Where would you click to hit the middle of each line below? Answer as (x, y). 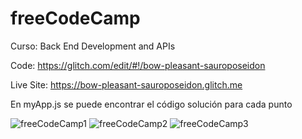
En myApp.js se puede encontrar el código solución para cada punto (151, 104)
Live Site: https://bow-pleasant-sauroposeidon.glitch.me (126, 84)
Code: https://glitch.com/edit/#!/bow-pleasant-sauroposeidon (138, 65)
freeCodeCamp (75, 18)
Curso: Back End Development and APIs (93, 46)
